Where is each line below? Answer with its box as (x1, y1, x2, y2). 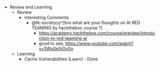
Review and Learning (9, 4, 52, 10)
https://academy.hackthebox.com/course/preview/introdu (39, 30, 155, 36)
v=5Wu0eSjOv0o (39, 46, 74, 51)
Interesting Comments (24, 15, 69, 20)
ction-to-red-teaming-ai (39, 35, 87, 41)
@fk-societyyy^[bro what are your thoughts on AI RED (31, 20, 140, 25)
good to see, (39, 41, 64, 46)
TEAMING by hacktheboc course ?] (31, 25, 103, 31)
